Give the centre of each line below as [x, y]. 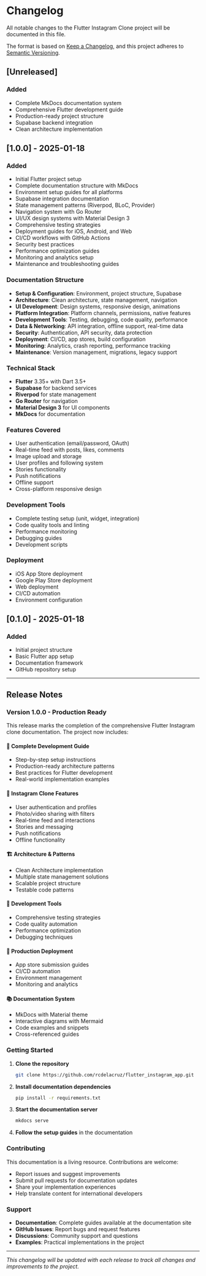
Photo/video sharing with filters [55, 813]
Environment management [48, 978]
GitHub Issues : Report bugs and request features [78, 1229]
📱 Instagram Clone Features [42, 793]
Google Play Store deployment [54, 580]
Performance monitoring [46, 531]
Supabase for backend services [56, 388]
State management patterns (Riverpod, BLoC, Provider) [85, 205]
